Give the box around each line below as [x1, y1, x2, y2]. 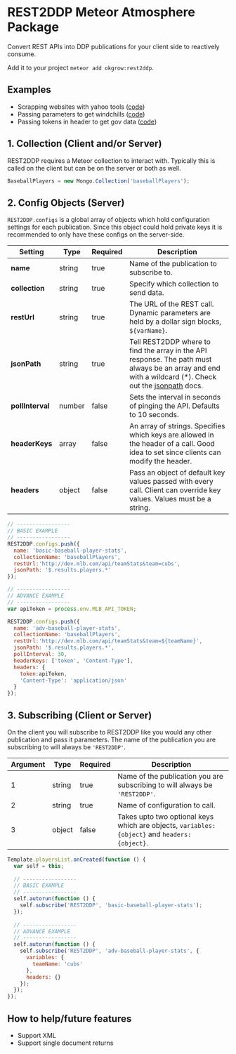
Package [7, 19, 60, 35]
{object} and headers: [117, 829, 192, 839]
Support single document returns [17, 1039, 114, 1047]
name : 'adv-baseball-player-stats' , [13, 624, 121, 632]
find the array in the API [129, 345, 207, 355]
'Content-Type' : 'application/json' [20, 677, 128, 684]
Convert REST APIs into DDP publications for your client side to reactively [7, 42, 220, 51]
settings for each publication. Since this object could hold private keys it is [7, 223, 223, 232]
